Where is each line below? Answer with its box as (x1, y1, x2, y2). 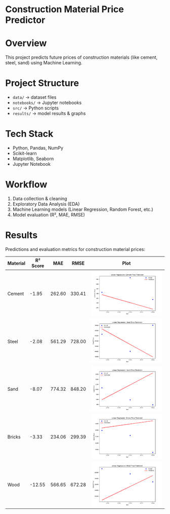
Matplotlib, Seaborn (12, 156, 54, 162)
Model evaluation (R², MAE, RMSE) (12, 211, 85, 217)
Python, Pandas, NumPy (12, 145, 64, 151)
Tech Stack (5, 128, 54, 140)
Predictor (5, 14, 46, 26)
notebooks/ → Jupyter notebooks (12, 100, 82, 106)
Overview (5, 38, 47, 49)
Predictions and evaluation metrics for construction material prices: (5, 246, 146, 252)
